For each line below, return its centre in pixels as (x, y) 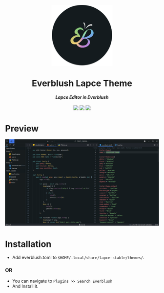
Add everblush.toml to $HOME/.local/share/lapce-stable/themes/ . (78, 258)
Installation (28, 244)
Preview (22, 128)
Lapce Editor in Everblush (82, 97)
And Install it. (25, 286)
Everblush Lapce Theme (82, 83)
